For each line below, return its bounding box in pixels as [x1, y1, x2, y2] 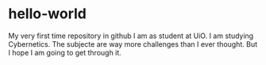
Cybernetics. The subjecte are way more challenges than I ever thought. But [8, 39, 258, 48]
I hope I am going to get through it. [8, 48, 121, 57]
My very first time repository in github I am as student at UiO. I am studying [8, 31, 254, 40]
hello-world [8, 5, 87, 23]
